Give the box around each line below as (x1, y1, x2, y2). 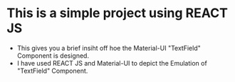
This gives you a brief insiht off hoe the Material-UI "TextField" (16, 43, 201, 52)
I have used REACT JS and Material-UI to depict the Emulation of (16, 58, 207, 67)
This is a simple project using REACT (6, 5, 229, 21)
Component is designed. (16, 51, 90, 60)
